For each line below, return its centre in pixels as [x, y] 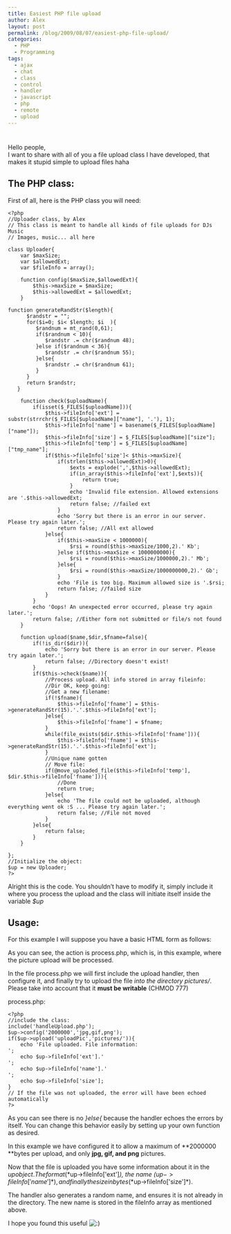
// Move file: [65, 764]
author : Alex [27, 20]
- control [28, 84]
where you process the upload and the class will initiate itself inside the [109, 893]
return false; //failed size [99, 589]
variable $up [26, 901]
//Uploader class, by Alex [47, 219]
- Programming [34, 53]
